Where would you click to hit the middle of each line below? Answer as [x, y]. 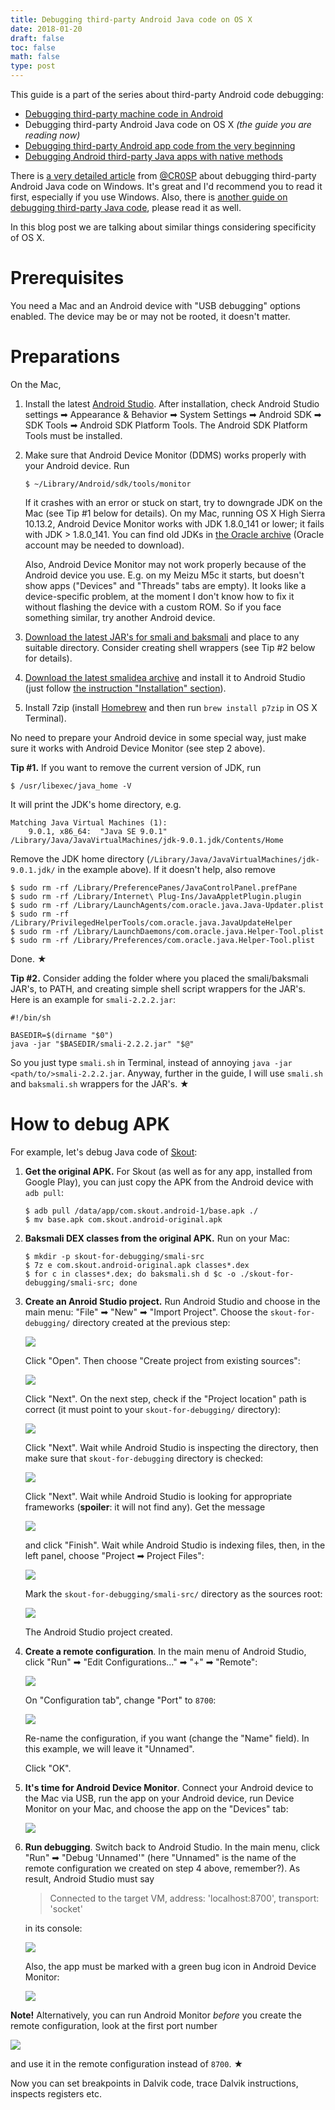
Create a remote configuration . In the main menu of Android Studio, [165, 1651]
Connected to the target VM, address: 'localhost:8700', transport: [184, 1898]
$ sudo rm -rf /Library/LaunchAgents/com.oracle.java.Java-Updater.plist [167, 905]
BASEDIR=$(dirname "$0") [62, 1035]
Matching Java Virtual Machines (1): [89, 822]
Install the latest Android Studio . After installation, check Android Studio [172, 403]
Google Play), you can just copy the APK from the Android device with [169, 1182]
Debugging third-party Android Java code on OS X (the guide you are [168, 124]
